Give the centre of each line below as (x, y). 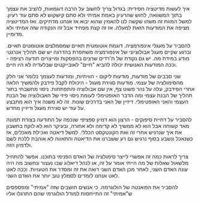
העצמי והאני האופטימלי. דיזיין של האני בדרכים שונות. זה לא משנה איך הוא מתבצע (97, 102)
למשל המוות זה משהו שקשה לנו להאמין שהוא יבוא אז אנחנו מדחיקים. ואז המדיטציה (99, 21)
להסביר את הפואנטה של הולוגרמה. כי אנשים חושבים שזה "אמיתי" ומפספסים (92, 187)
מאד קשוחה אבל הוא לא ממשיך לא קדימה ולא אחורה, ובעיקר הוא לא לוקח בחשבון (98, 126)
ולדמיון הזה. (19, 145)
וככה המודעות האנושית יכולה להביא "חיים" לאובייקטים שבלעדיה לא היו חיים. (92, 65)
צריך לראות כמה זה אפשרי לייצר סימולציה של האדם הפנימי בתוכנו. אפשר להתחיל (97, 157)
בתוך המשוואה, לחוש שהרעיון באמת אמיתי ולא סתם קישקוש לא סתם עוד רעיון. (94, 15)
